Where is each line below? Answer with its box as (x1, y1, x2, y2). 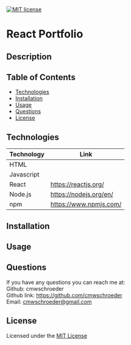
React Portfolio (6, 27, 83, 41)
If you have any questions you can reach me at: (6, 278, 126, 286)
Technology (9, 150, 44, 159)
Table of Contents (6, 72, 76, 82)
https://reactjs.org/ (51, 180, 105, 189)
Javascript (9, 170, 40, 179)
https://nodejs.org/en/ (51, 190, 114, 198)
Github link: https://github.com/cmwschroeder (6, 291, 123, 299)
